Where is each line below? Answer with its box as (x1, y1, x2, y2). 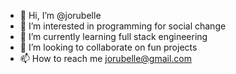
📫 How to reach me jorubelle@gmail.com (19, 53, 193, 64)
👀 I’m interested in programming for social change (19, 20, 227, 32)
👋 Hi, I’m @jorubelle (19, 10, 102, 21)
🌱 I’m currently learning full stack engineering (19, 31, 208, 42)
